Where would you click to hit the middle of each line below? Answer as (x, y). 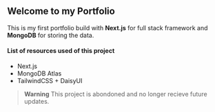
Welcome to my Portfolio (61, 11)
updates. (37, 102)
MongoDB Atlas (39, 74)
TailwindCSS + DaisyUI (50, 81)
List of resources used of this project (61, 51)
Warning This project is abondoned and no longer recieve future (116, 94)
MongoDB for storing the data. (51, 35)
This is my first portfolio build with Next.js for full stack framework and (107, 27)
